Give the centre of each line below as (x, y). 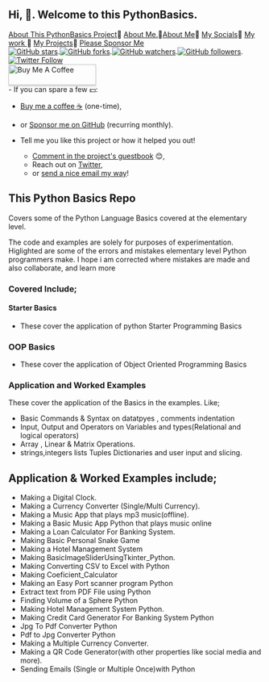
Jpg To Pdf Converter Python (69, 626)
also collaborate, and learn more (62, 268)
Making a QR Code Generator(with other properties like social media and (141, 652)
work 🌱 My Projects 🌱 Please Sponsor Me (77, 43)
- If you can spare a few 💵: (53, 89)
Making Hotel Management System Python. (92, 609)
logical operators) (49, 436)
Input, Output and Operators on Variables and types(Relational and (130, 427)
